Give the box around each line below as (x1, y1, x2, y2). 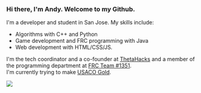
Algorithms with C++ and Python (15, 31, 98, 38)
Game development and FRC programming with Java (15, 37, 148, 45)
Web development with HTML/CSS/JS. (15, 43, 113, 51)
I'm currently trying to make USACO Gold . (6, 69, 112, 76)
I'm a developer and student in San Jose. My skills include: (6, 19, 155, 26)
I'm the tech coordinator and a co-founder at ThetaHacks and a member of (6, 56, 196, 63)
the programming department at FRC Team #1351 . (6, 62, 132, 69)
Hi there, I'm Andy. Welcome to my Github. (6, 5, 136, 13)
